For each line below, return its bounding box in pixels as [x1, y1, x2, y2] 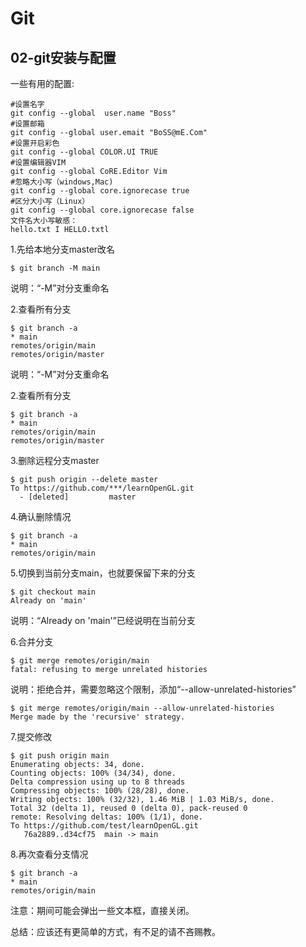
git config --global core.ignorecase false [10, 205, 195, 215]
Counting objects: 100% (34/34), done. [10, 768, 177, 778]
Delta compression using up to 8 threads [10, 777, 186, 787]
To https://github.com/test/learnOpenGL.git [10, 821, 199, 831]
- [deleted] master [19, 492, 137, 502]
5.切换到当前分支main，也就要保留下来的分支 [10, 567, 196, 579]
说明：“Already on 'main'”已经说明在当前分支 [10, 615, 196, 626]
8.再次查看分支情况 [10, 848, 89, 860]
